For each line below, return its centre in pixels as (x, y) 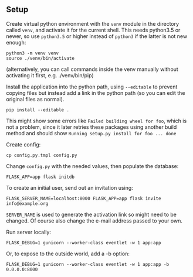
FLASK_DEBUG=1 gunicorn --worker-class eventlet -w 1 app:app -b (87, 264)
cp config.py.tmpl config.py (42, 155)
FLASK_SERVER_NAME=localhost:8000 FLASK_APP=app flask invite (84, 199)
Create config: (23, 144)
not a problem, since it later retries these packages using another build (92, 127)
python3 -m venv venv (33, 53)
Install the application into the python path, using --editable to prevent (92, 87)
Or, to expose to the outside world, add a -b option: (68, 254)
